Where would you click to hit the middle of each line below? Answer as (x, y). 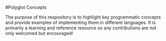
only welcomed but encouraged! (39, 33)
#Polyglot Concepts (26, 7)
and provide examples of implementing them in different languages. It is (81, 23)
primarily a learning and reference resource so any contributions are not (81, 28)
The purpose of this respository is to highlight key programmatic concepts (83, 17)
